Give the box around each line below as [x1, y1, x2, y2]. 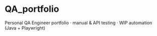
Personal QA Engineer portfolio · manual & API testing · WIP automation [5, 20, 152, 26]
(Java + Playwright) [5, 25, 46, 31]
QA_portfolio [5, 3, 59, 15]
